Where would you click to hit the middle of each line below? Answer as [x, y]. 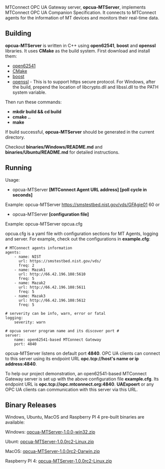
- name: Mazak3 [30, 296]
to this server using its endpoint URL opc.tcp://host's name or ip [72, 358]
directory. [15, 137]
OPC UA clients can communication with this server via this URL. [72, 389]
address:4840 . [21, 364]
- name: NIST [28, 256]
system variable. [29, 92]
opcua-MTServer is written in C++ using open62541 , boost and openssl [81, 45]
